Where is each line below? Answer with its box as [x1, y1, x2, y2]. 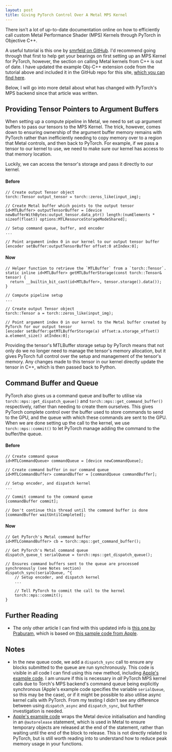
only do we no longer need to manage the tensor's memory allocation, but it [5, 348, 166, 354]
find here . [5, 74, 26, 81]
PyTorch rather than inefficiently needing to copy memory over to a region [5, 134, 162, 141]
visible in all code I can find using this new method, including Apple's [12, 669, 159, 676]
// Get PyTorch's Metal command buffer [5, 534, 91, 539]
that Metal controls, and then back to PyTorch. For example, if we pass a [5, 140, 159, 146]
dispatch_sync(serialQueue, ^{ [5, 570, 72, 575]
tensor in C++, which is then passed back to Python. [5, 364, 117, 370]
